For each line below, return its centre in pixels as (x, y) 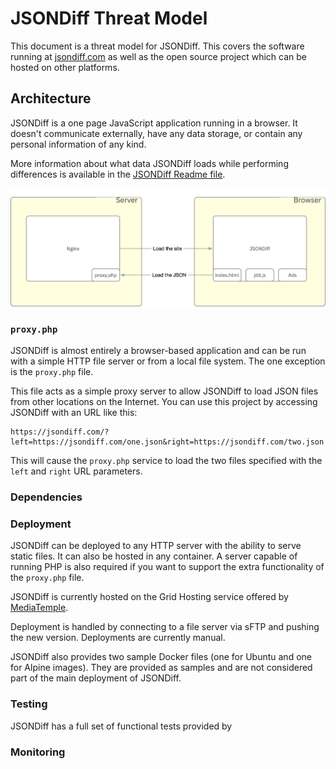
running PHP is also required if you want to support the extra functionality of (167, 567)
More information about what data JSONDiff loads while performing (149, 163)
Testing (29, 704)
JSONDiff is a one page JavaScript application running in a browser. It (154, 123)
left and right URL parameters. (76, 471)
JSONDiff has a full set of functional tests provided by (121, 726)
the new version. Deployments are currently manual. (118, 638)
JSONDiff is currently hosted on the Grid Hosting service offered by (149, 597)
